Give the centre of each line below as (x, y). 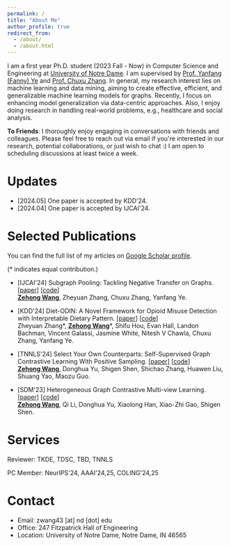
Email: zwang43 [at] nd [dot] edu (65, 520)
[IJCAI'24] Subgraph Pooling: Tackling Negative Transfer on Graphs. (115, 282)
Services (34, 440)
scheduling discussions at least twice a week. (73, 153)
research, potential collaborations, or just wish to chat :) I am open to (106, 146)
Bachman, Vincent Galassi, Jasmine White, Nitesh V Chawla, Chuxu (114, 333)
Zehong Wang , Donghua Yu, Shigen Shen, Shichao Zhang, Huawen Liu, (120, 368)
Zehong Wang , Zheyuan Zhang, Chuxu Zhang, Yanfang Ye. (102, 297)
